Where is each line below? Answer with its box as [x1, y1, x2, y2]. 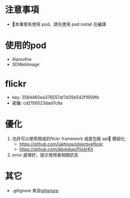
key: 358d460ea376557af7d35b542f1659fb [12, 94, 100, 100]
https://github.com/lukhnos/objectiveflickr [19, 141, 103, 147]
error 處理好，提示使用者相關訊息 [12, 152, 79, 157]
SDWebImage [12, 61, 40, 67]
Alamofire [12, 56, 32, 62]
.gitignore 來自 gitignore [12, 187, 59, 193]
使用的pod [5, 40, 47, 51]
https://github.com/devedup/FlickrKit [19, 146, 93, 152]
